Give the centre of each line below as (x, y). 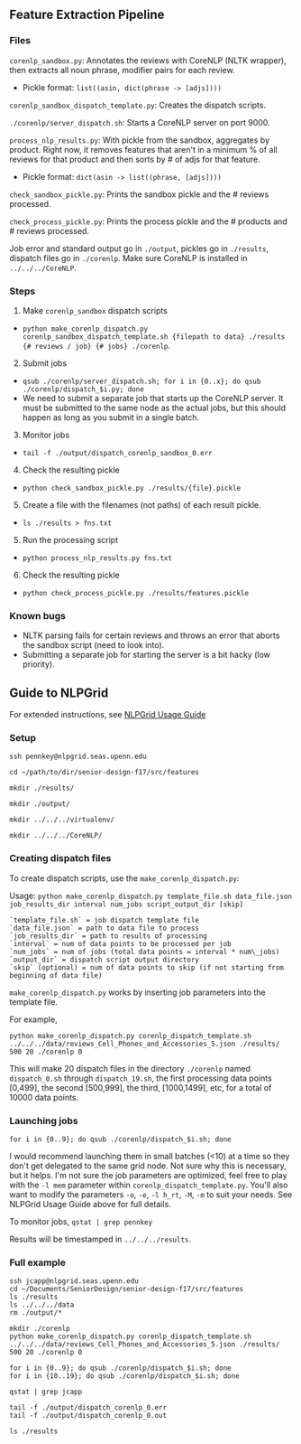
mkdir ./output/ (40, 804)
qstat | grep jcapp (46, 1392)
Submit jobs (45, 363)
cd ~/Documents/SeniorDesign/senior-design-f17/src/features (127, 1289)
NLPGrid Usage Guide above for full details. (90, 1204)
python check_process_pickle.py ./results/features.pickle (136, 593)
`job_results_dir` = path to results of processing (108, 936)
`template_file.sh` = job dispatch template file (105, 920)
